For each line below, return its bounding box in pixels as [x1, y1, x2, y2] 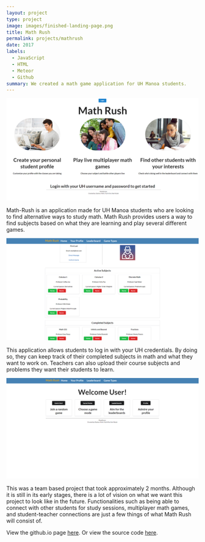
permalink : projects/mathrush [6, 35, 84, 42]
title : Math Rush [6, 29, 51, 35]
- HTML [12, 61, 29, 67]
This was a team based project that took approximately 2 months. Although [6, 485, 195, 492]
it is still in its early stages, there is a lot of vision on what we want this [6, 491, 183, 498]
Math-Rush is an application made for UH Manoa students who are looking [6, 207, 194, 213]
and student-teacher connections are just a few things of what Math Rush [6, 510, 192, 518]
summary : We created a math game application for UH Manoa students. [6, 80, 187, 87]
